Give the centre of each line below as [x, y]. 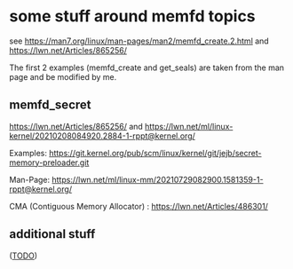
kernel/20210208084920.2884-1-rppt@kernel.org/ [102, 136]
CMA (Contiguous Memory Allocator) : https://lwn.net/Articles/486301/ [139, 206]
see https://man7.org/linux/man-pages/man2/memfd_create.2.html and [139, 41]
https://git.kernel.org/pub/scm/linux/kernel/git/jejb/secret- [155, 153]
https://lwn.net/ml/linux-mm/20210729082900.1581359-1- [158, 179]
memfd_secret [50, 105]
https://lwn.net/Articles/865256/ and [76, 126]
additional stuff [52, 234]
